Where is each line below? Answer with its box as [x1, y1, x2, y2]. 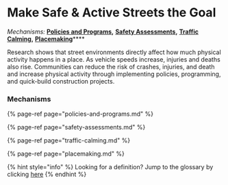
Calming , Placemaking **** [7, 34, 86, 42]
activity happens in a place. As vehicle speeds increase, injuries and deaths [7, 55, 220, 63]
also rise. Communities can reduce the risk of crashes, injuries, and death [7, 62, 215, 71]
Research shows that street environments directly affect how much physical [7, 48, 221, 56]
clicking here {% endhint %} [7, 170, 87, 179]
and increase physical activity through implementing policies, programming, [7, 70, 221, 78]
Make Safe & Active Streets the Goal [7, 5, 216, 21]
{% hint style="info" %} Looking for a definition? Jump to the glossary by [7, 163, 214, 171]
